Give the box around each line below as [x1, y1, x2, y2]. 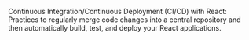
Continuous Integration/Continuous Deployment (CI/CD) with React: [8, 7, 228, 16]
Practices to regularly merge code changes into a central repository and [8, 15, 241, 24]
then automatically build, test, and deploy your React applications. [8, 24, 222, 32]
